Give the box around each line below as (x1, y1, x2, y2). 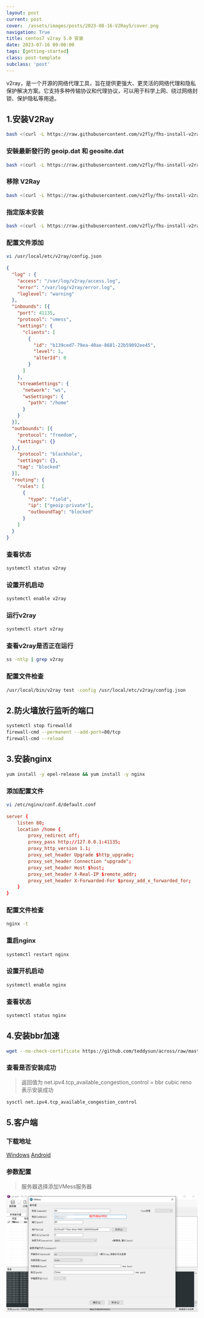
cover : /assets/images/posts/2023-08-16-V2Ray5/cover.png (6, 23, 159, 29)
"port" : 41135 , (17, 310, 56, 316)
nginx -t (6, 921, 29, 927)
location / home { (17, 826, 61, 832)
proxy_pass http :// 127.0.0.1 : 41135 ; (28, 839, 121, 845)
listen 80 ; (17, 820, 45, 826)
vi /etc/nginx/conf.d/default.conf (6, 801, 97, 807)
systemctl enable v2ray (6, 596, 67, 602)
